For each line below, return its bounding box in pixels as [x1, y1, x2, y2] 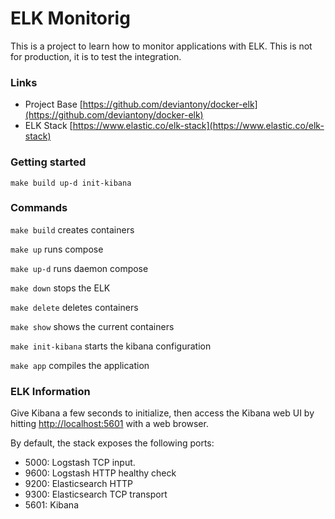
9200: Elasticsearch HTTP [24, 478, 133, 490]
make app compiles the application [10, 359, 150, 371]
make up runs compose [10, 243, 104, 255]
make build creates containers [10, 223, 135, 236]
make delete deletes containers [10, 301, 139, 313]
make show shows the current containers [10, 320, 175, 332]
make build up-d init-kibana [10, 178, 132, 188]
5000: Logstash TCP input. [24, 457, 136, 469]
